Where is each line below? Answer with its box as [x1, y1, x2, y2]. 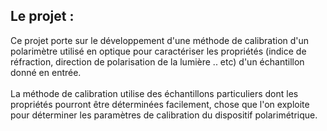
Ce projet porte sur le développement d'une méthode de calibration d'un [10, 34, 310, 46]
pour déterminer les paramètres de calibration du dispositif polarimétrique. [10, 109, 318, 121]
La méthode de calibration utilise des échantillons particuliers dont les [10, 87, 299, 99]
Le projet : [10, 8, 75, 25]
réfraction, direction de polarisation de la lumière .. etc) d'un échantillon [10, 55, 305, 68]
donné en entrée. [10, 66, 82, 78]
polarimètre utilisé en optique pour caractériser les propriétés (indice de [10, 45, 307, 57]
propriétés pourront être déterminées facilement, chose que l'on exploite [10, 98, 310, 110]
